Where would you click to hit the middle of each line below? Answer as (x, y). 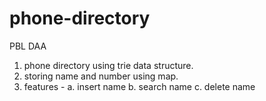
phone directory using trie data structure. (108, 65)
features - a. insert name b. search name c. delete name (139, 86)
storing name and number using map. (101, 76)
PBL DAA (28, 46)
